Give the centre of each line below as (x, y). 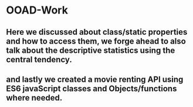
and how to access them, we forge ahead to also (96, 41)
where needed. (34, 98)
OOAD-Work (37, 10)
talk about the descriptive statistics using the (91, 50)
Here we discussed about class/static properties (97, 32)
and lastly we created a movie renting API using (95, 79)
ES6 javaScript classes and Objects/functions (92, 88)
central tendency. (39, 59)
